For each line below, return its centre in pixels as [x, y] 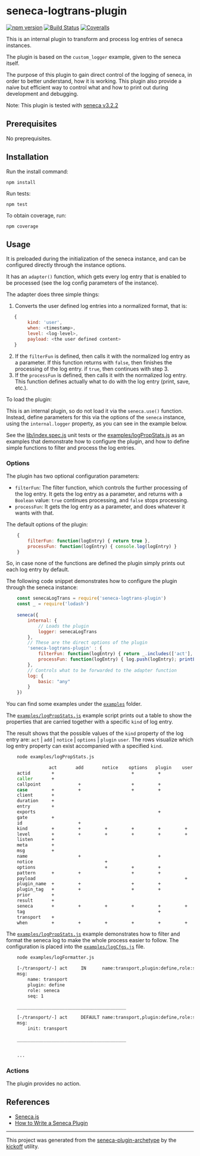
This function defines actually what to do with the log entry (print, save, [102, 381]
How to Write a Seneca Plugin [51, 1123]
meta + [36, 845]
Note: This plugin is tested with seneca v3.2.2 [62, 105]
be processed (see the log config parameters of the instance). [82, 283]
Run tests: [18, 193]
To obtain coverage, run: [36, 215]
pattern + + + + [89, 873]
